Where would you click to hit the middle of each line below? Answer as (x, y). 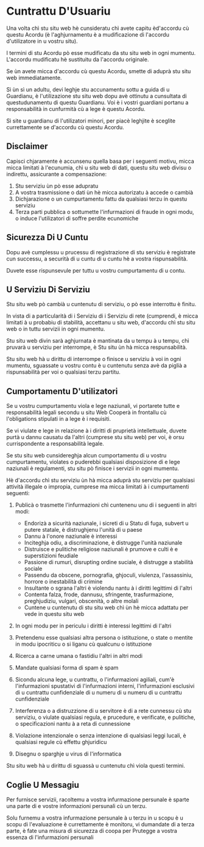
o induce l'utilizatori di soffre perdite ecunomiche (77, 218)
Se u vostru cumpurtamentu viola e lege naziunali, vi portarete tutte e (93, 406)
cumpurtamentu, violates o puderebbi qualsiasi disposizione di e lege (93, 462)
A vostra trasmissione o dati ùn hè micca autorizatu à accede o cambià (104, 192)
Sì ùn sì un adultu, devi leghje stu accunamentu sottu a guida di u (88, 89)
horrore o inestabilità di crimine (63, 582)
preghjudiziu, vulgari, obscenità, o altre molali (81, 601)
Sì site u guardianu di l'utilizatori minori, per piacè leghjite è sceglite (91, 121)
